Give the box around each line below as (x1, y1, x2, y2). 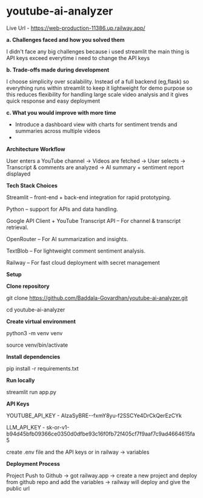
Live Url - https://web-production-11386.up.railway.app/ (6, 24, 145, 32)
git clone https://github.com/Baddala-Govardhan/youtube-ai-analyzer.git (6, 294, 188, 301)
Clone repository (6, 282, 50, 290)
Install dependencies (6, 353, 61, 360)
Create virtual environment (6, 318, 76, 325)
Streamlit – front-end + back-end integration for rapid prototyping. (6, 193, 171, 201)
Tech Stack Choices (6, 182, 58, 189)
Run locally (6, 377, 35, 384)
